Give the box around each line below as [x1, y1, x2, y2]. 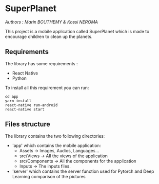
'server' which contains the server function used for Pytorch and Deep [12, 168, 155, 174]
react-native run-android [5, 103, 58, 108]
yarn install [5, 98, 32, 103]
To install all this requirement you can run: [5, 85, 89, 91]
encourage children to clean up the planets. [5, 34, 93, 39]
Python [12, 75, 27, 81]
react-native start [5, 107, 45, 112]
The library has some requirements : [5, 60, 78, 66]
